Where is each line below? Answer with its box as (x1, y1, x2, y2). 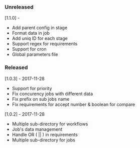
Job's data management (12, 126, 63, 132)
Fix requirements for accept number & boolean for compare (12, 101, 135, 107)
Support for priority (12, 85, 52, 91)
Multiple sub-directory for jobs (12, 137, 76, 143)
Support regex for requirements (12, 41, 78, 47)
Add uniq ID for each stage (12, 35, 68, 41)
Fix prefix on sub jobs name (12, 96, 70, 102)
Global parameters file (12, 51, 58, 57)
